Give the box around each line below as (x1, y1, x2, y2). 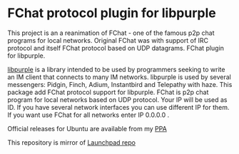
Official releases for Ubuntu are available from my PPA (7, 124, 168, 133)
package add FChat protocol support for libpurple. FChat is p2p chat (7, 88, 209, 96)
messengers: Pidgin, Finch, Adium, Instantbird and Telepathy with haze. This (7, 80, 233, 88)
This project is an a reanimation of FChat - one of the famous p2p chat (7, 29, 215, 37)
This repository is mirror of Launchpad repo (7, 138, 136, 147)
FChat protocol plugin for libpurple (7, 5, 216, 21)
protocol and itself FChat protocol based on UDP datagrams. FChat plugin (7, 43, 225, 52)
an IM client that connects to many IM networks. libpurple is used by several (7, 73, 232, 81)
